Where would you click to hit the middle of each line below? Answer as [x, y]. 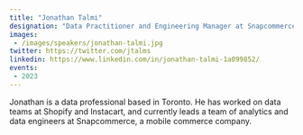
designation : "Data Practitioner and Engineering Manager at [127, 26]
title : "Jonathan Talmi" [56, 18]
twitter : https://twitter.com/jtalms [80, 51]
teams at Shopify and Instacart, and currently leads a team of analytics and [149, 111]
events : [24, 68]
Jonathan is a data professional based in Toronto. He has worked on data [145, 102]
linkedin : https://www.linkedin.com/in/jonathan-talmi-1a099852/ [134, 59]
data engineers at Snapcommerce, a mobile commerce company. [131, 121]
